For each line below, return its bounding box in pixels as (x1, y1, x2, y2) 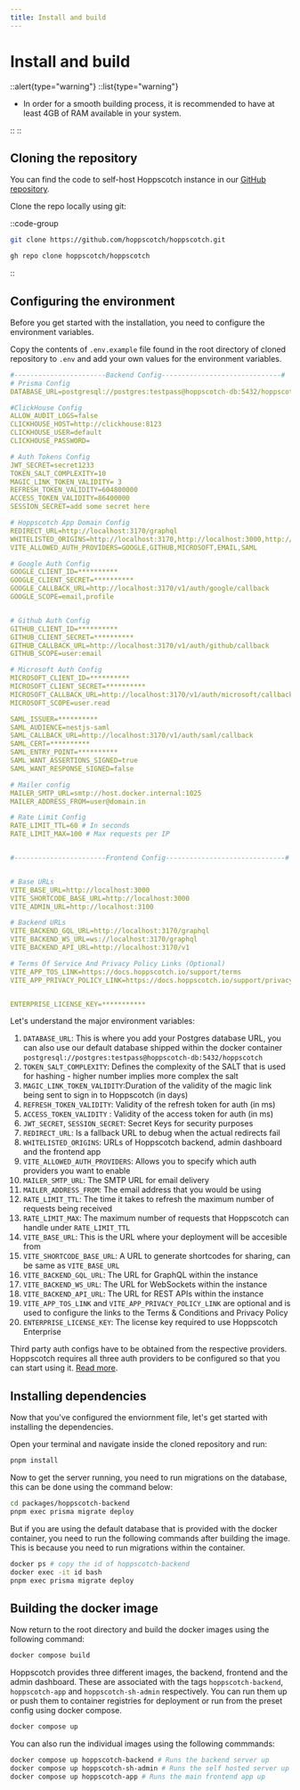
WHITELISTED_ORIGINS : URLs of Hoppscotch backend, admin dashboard (22, 1137, 283, 1148)
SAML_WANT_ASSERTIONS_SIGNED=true (10, 756, 139, 765)
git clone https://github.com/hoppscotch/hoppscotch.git (10, 235, 226, 245)
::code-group (10, 218, 59, 229)
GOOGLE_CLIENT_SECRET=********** (10, 576, 134, 584)
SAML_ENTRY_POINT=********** (10, 748, 118, 757)
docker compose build (10, 1651, 91, 1660)
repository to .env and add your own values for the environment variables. (10, 353, 282, 364)
